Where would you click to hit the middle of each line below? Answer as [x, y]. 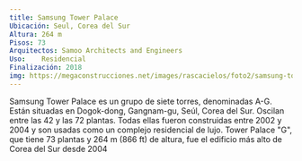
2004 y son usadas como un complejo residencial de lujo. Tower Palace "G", [151, 130]
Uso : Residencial [48, 59]
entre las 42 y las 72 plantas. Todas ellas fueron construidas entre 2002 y [146, 120]
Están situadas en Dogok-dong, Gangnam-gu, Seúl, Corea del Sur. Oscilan [147, 110]
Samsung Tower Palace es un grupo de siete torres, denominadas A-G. [141, 101]
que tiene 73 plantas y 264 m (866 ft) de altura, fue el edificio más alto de [146, 139]
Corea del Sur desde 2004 [58, 148]
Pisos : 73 [28, 42]
